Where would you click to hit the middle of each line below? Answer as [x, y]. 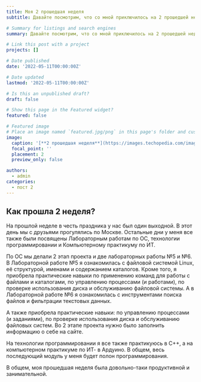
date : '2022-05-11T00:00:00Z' [44, 66]
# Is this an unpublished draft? [48, 93]
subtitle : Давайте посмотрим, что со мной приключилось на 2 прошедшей [97, 17]
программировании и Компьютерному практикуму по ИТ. [81, 245]
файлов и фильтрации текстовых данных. [59, 301]
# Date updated [25, 77]
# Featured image [28, 126]
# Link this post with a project [48, 45]
